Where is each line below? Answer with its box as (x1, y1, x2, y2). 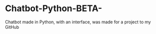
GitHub (5, 24, 19, 30)
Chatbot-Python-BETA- (5, 3, 102, 14)
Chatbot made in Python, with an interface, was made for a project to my (5, 19, 151, 25)
